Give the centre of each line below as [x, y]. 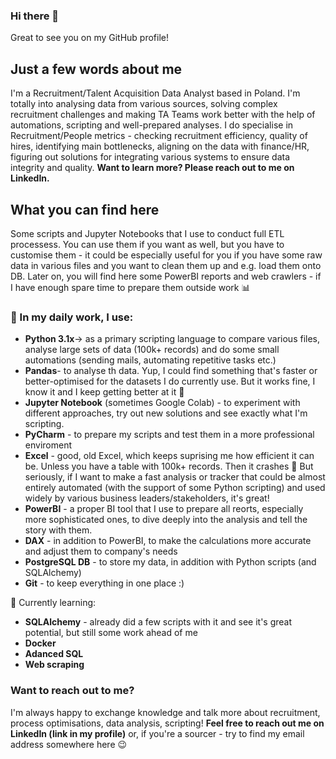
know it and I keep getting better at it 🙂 [104, 392]
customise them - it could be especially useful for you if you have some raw [166, 255]
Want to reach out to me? [72, 691]
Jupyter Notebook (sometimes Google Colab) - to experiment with [162, 403]
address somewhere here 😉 [69, 744]
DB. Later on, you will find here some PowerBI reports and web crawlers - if [166, 276]
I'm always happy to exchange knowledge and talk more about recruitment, [165, 712]
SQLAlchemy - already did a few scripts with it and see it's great [158, 622]
